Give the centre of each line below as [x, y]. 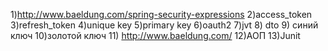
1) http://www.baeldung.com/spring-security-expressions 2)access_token [161, 14]
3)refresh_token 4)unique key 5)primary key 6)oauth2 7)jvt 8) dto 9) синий [164, 25]
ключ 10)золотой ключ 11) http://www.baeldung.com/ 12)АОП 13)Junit [155, 35]
